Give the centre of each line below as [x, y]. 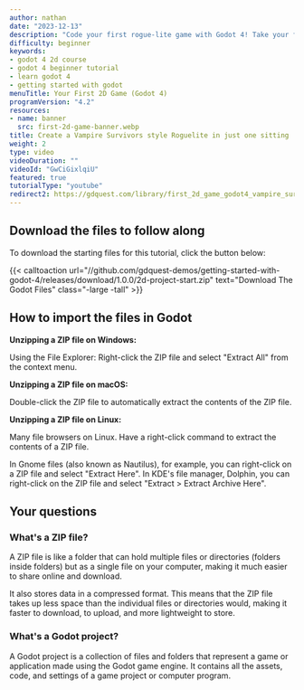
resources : [30, 110]
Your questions [53, 512]
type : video [32, 152]
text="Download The [254, 279]
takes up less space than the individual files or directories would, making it [148, 603]
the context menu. [43, 366]
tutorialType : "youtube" [56, 186]
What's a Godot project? [64, 637]
